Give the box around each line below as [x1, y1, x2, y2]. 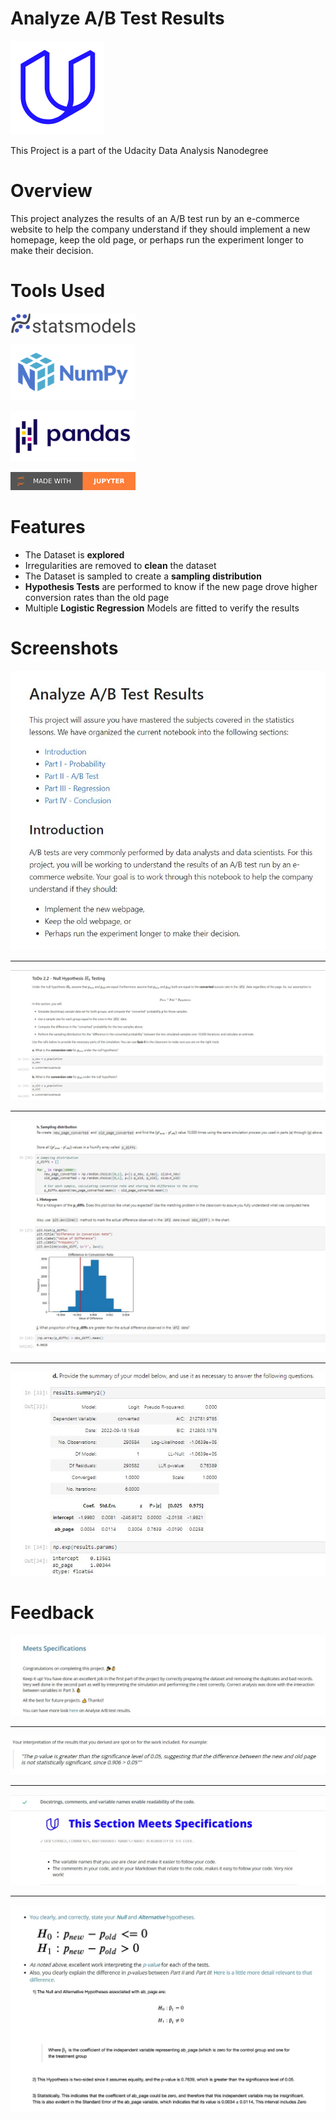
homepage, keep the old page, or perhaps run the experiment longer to [10, 233, 304, 246]
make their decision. [10, 244, 94, 256]
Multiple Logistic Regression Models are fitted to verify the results [24, 602, 300, 614]
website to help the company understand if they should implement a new [10, 223, 311, 235]
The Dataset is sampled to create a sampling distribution [24, 570, 262, 582]
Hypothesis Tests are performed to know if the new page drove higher [24, 580, 318, 592]
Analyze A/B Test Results [10, 7, 225, 30]
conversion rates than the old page [24, 591, 170, 603]
